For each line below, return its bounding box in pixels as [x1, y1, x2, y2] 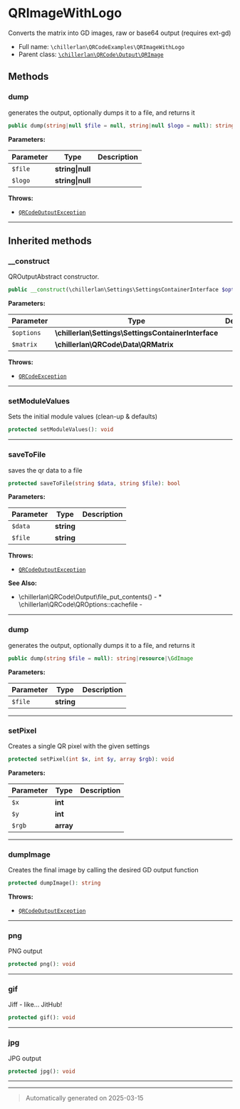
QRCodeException [18, 373, 67, 381]
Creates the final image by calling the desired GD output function [8, 866, 199, 875]
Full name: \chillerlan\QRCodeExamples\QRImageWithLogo [18, 42, 184, 51]
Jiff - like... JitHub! [8, 1000, 63, 1009]
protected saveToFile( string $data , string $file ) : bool [8, 480, 181, 487]
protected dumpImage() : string [8, 880, 101, 887]
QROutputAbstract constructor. [8, 272, 100, 281]
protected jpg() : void [8, 1068, 75, 1075]
